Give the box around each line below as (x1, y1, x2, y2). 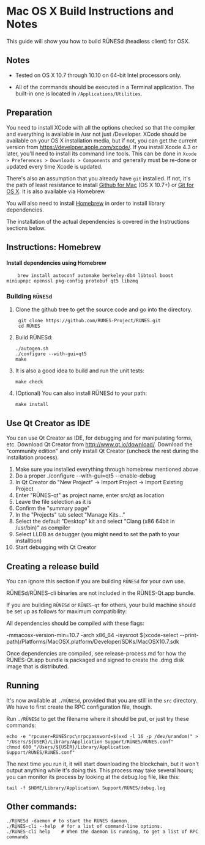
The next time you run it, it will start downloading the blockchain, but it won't (6, 760, 199, 767)
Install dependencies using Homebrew (6, 259, 106, 267)
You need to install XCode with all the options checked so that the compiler (6, 124, 196, 131)
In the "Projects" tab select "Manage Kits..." (15, 511, 125, 518)
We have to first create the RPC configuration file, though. (6, 703, 152, 710)
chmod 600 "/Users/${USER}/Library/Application (6, 744, 130, 750)
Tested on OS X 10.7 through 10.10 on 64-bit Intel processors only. (15, 72, 182, 79)
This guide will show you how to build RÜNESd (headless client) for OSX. (6, 37, 190, 45)
